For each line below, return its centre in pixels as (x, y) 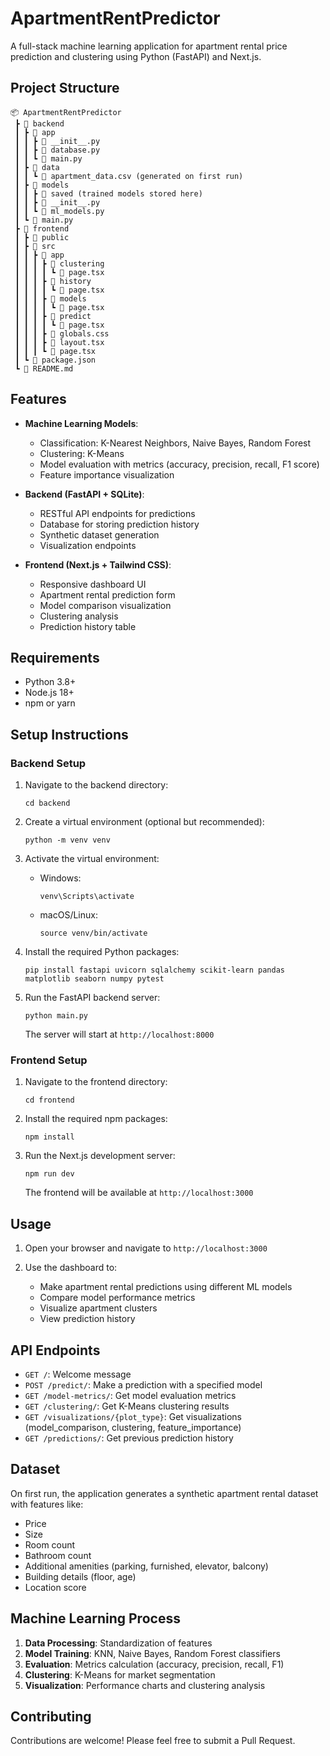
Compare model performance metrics (117, 1298)
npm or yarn (50, 703)
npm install (49, 1137)
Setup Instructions (69, 734)
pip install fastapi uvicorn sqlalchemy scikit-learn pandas (155, 970)
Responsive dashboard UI (93, 584)
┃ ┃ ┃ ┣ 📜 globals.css (62, 333)
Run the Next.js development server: (100, 1156)
